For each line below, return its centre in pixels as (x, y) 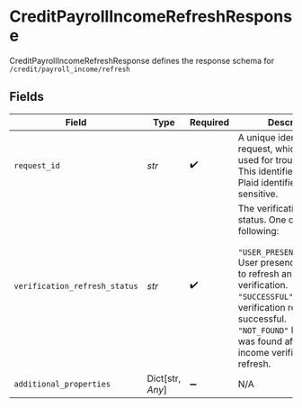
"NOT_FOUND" (263, 330)
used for (256, 159)
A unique (257, 137)
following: (258, 231)
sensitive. (258, 194)
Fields (27, 97)
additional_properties (62, 384)
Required (209, 122)
